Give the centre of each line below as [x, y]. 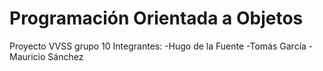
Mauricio [27, 56]
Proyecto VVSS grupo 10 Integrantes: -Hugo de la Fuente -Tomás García [158, 46]
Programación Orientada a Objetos [156, 18]
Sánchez [65, 56]
